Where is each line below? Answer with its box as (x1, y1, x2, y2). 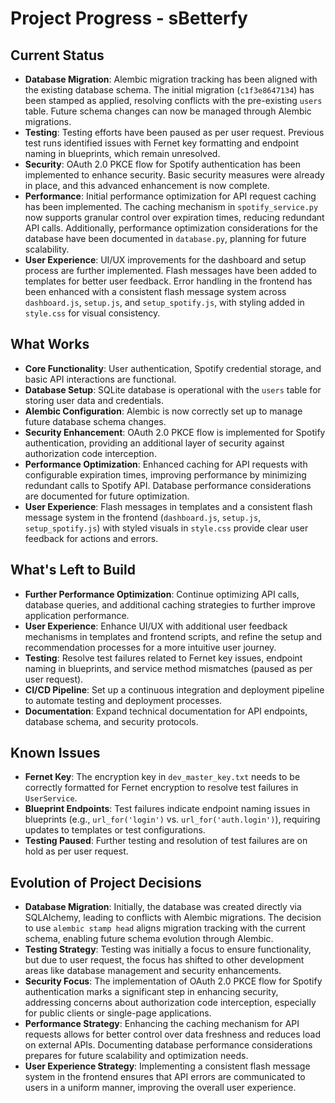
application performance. (24, 609, 130, 621)
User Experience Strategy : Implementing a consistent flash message (24, 1060, 311, 1072)
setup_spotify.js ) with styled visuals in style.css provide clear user (24, 522, 309, 534)
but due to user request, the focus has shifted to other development (24, 954, 305, 966)
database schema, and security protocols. (24, 715, 199, 727)
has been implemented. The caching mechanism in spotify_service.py (24, 201, 319, 212)
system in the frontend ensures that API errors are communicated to (24, 1071, 306, 1083)
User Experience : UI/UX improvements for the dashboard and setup (24, 254, 307, 266)
